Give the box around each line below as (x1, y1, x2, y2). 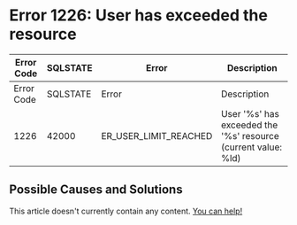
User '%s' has (220, 107, 280, 120)
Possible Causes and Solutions (9, 182, 183, 198)
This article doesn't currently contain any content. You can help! (9, 206, 243, 216)
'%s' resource (220, 129, 280, 142)
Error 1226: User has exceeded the (9, 5, 268, 26)
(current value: (220, 141, 283, 153)
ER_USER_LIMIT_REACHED (101, 129, 213, 142)
